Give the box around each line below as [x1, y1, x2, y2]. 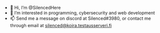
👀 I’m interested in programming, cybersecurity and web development [10, 10, 155, 16]
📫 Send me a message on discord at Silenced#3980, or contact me [10, 15, 151, 21]
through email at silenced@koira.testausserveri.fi [10, 23, 112, 28]
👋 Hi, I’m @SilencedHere [10, 5, 61, 10]
